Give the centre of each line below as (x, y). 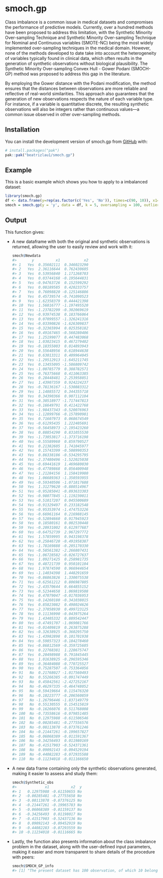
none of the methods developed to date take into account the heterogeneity (81, 53)
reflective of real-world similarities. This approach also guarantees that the (80, 94)
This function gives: (25, 232)
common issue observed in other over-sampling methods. (63, 114)
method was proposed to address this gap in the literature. (72, 74)
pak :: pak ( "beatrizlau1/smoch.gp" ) (40, 155)
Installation (22, 130)
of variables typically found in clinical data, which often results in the (73, 58)
